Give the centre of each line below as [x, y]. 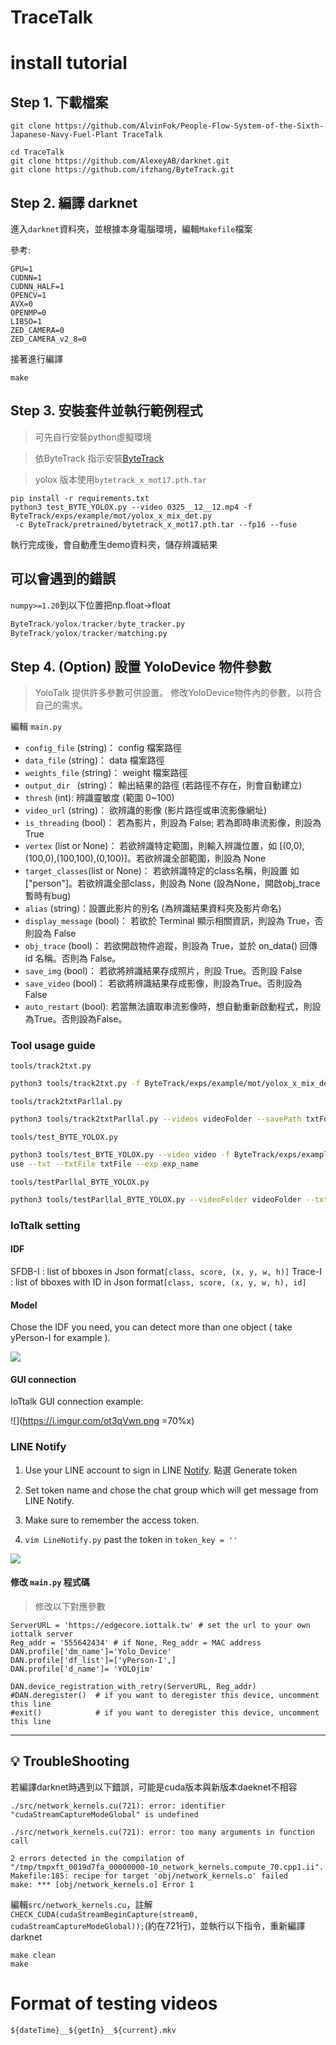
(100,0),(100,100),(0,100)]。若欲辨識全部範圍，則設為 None [145, 858]
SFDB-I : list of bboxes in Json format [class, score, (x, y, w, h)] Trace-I [166, 1271]
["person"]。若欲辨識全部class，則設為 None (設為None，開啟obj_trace [172, 883]
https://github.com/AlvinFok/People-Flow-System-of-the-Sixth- [189, 126]
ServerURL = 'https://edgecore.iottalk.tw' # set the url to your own [160, 1625]
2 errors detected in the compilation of [98, 1858]
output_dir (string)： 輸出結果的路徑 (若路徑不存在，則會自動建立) [163, 785]
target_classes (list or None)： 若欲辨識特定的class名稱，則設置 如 [162, 871]
